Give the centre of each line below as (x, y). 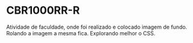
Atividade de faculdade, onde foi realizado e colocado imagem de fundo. (97, 27)
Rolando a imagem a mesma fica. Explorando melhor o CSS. (81, 33)
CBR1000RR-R (43, 10)
